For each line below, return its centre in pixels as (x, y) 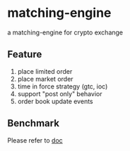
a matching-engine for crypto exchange (65, 32)
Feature (25, 54)
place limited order (45, 71)
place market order (45, 79)
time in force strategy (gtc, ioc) (63, 86)
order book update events (55, 101)
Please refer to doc (35, 140)
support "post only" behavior (60, 93)
